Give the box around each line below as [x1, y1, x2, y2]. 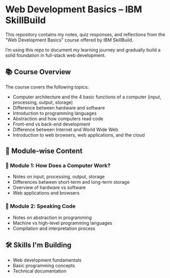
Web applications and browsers [12, 190, 80, 196]
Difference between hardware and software [12, 104, 105, 111]
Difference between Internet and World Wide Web [12, 126, 118, 133]
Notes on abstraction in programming [12, 214, 92, 221]
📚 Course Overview [5, 68, 71, 76]
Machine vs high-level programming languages [12, 220, 113, 226]
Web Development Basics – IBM [5, 4, 142, 15]
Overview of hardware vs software [12, 184, 86, 190]
